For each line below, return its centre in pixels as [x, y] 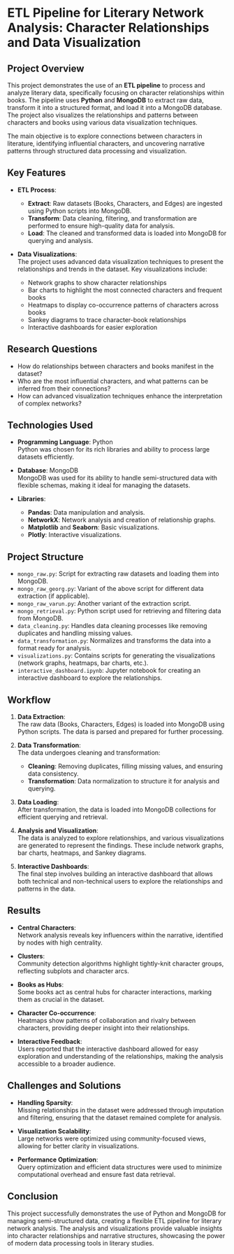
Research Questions [52, 349]
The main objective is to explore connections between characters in [105, 136]
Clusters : [31, 956]
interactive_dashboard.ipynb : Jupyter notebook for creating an [109, 671]
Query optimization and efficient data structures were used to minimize [119, 1166]
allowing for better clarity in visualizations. [78, 1145]
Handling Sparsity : [45, 1102]
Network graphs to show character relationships [97, 282]
